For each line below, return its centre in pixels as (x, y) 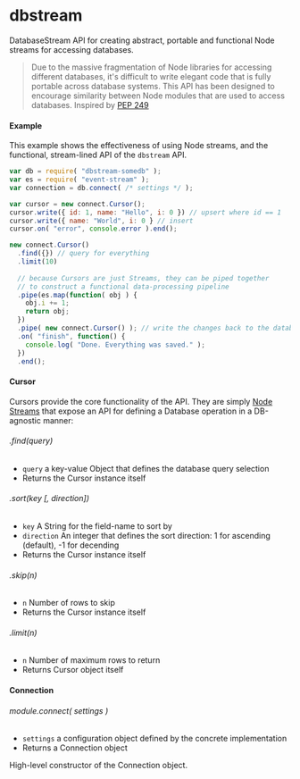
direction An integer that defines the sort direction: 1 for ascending (146, 536)
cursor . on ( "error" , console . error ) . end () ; (93, 229)
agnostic (25, 420)
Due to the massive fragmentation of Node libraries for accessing (151, 67)
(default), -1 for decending (71, 545)
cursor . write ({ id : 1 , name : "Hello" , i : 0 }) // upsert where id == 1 (146, 212)
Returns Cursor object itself (73, 670)
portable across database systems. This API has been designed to (153, 86)
